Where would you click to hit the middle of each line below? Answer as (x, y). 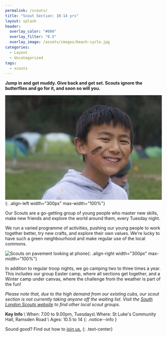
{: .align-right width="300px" (118, 253)
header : (13, 26)
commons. (16, 244)
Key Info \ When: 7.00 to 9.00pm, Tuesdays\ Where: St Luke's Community (81, 314)
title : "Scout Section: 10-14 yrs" (42, 16)
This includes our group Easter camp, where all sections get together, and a (83, 274)
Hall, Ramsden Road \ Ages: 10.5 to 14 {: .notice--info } (61, 320)
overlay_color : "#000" (33, 32)
